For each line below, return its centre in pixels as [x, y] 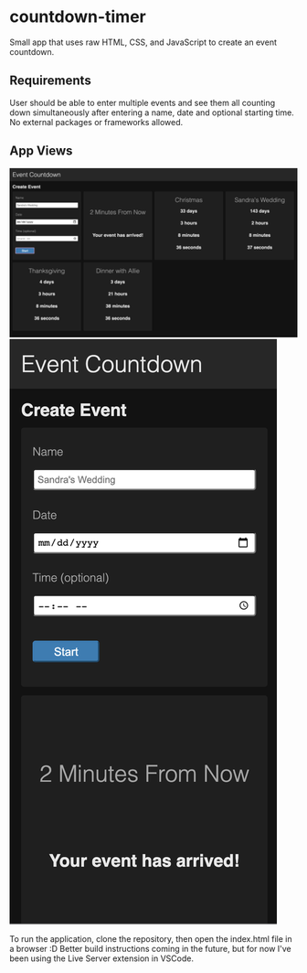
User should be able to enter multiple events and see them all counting [143, 102]
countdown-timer [78, 17]
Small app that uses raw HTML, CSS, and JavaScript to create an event [143, 42]
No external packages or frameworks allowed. [96, 122]
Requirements [50, 81]
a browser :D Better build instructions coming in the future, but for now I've [150, 948]
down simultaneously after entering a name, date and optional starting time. [152, 112]
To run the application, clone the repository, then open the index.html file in [151, 938]
